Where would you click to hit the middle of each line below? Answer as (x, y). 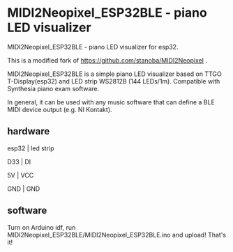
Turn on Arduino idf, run (42, 227)
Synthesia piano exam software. (53, 88)
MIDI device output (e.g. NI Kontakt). (60, 109)
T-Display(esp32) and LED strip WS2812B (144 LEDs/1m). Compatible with (114, 81)
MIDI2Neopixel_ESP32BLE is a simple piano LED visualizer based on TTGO (114, 74)
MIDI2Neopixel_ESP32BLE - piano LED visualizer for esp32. (93, 47)
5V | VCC (21, 175)
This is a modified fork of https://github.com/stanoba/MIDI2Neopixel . (107, 60)
